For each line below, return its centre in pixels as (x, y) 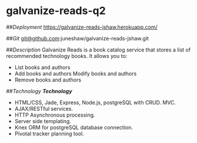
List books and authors (42, 67)
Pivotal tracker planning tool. (49, 134)
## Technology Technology (39, 91)
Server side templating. (43, 121)
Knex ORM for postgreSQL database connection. (74, 127)
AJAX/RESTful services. (44, 108)
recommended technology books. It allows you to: (67, 56)
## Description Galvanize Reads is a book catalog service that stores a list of (98, 50)
